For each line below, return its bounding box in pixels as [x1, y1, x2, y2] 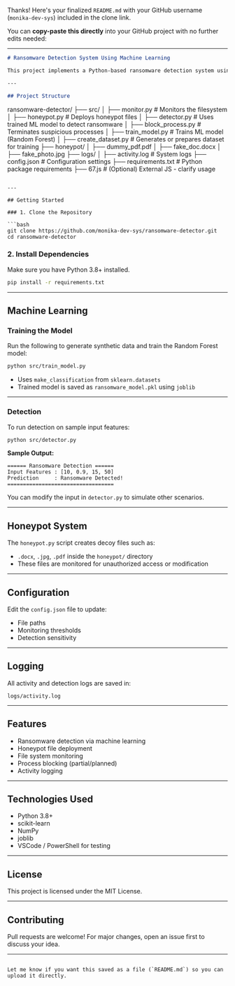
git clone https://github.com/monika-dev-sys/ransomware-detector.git [7, 227, 218, 234]
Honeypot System [7, 520, 87, 532]
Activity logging [17, 766, 63, 775]
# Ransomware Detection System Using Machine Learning [7, 55, 171, 62]
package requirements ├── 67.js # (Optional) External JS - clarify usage [7, 165, 215, 173]
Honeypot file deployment [17, 744, 93, 752]
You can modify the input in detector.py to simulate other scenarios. [7, 493, 204, 501]
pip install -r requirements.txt [7, 279, 105, 286]
